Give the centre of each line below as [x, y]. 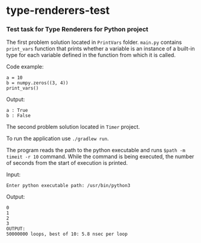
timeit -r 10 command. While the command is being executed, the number [100, 156]
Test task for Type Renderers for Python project [77, 29]
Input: [14, 174]
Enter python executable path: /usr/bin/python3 [68, 186]
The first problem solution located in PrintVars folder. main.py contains [94, 42]
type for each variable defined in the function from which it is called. [91, 55]
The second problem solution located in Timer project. [73, 127]
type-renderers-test [58, 11]
